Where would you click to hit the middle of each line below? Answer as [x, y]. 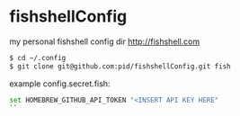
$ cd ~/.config [38, 58]
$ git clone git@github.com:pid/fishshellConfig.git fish [120, 66]
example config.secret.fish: [60, 84]
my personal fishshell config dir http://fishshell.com [105, 41]
